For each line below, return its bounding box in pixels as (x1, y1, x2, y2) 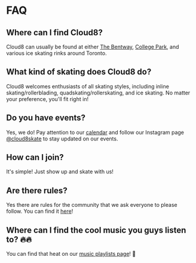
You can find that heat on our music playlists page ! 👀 (6, 250, 136, 258)
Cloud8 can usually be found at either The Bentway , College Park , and (6, 43, 179, 50)
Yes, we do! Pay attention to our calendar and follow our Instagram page (6, 129, 184, 136)
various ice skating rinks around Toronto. (6, 50, 107, 57)
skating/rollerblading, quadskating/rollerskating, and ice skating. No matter (6, 89, 191, 96)
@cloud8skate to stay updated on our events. (6, 135, 118, 142)
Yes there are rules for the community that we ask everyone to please (6, 201, 177, 209)
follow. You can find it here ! (6, 207, 73, 215)
